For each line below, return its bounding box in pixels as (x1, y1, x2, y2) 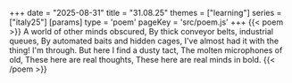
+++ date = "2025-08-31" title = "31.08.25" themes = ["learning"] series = (9, 8, 282, 18)
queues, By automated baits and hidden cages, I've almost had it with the (9, 35, 279, 46)
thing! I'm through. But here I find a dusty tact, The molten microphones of (9, 45, 283, 56)
